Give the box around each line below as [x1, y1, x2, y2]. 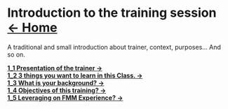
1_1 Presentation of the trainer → [7, 64, 103, 72]
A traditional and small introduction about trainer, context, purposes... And [7, 43, 221, 51]
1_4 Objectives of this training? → [7, 86, 107, 94]
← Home [7, 20, 58, 36]
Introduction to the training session [7, 5, 217, 21]
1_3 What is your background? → [7, 78, 105, 87]
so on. [7, 50, 26, 59]
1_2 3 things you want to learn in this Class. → [7, 71, 143, 80]
